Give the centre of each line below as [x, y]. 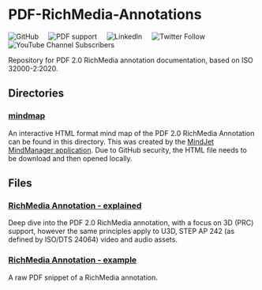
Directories [36, 94]
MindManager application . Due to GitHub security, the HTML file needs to [127, 150]
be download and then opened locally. [70, 158]
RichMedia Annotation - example [73, 260]
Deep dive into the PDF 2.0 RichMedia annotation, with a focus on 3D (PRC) [131, 223]
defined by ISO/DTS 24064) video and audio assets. [93, 239]
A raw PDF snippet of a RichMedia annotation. [83, 277]
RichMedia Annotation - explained [75, 205]
